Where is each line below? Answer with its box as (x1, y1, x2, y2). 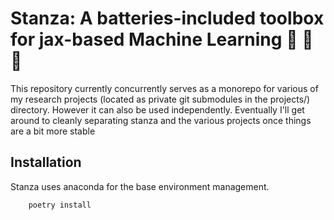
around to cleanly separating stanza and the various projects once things (10, 114, 312, 126)
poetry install (28, 200, 92, 210)
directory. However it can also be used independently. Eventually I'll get (10, 103, 305, 116)
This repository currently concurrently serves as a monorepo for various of (10, 82, 319, 94)
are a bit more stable (10, 125, 96, 137)
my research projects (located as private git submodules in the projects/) (10, 93, 311, 105)
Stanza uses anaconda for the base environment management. (10, 180, 270, 192)
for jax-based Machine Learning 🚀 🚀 (10, 28, 314, 51)
